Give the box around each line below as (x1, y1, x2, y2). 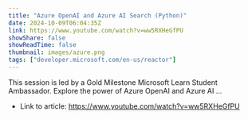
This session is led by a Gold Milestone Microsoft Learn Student (8, 77, 218, 87)
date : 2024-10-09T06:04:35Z (8, 19, 102, 27)
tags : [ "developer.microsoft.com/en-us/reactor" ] (8, 56, 177, 64)
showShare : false (8, 33, 66, 42)
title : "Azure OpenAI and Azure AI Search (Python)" (8, 11, 187, 20)
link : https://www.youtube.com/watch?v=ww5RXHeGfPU (8, 26, 183, 34)
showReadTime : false (8, 41, 77, 49)
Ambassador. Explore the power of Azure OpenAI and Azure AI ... (8, 86, 222, 95)
